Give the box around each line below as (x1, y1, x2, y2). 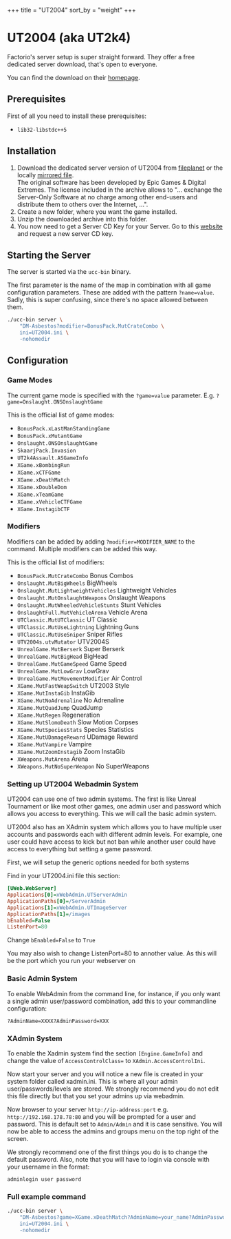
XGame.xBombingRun (16, 462, 70, 468)
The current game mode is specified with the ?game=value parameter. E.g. (7, 391, 215, 399)
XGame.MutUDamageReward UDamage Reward (16, 733, 139, 741)
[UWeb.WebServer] (7, 885, 57, 892)
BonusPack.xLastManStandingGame (16, 425, 110, 432)
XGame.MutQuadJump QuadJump (16, 703, 103, 711)
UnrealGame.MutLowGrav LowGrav (16, 666, 109, 675)
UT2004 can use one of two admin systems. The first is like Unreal (7, 795, 197, 803)
